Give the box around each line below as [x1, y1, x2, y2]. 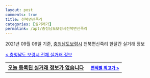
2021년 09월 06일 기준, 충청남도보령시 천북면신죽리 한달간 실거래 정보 [5, 41, 145, 47]
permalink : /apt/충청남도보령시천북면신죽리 [5, 26, 88, 31]
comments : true [5, 12, 38, 17]
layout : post [5, 7, 33, 13]
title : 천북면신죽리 [5, 17, 42, 22]
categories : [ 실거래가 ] [5, 21, 52, 27]
